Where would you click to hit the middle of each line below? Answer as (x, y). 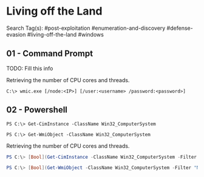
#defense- (180, 28)
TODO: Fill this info (30, 68)
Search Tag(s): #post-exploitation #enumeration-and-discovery (86, 28)
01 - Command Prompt (49, 54)
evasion (16, 34)
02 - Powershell (37, 110)
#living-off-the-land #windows (66, 34)
